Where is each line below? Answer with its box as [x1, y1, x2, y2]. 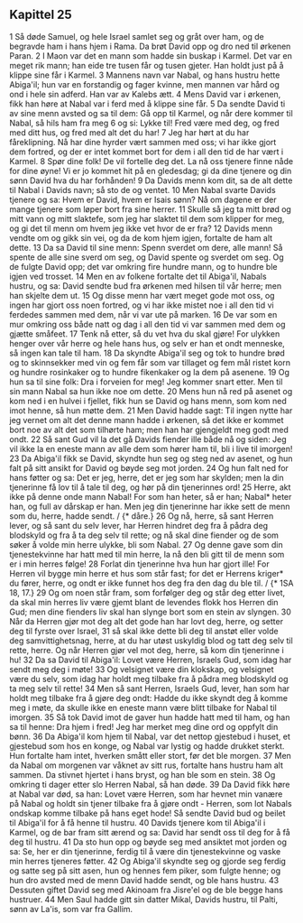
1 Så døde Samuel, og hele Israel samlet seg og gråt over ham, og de [9, 31, 264, 42]
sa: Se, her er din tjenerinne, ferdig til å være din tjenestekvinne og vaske [9, 845, 281, 856]
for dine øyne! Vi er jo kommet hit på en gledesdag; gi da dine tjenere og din [9, 165, 292, 176]
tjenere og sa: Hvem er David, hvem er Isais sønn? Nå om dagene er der [9, 194, 277, 205]
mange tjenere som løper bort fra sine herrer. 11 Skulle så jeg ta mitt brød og [9, 203, 291, 215]
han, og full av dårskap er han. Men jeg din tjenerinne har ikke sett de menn [9, 501, 290, 512]
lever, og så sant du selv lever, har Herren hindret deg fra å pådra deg [9, 520, 269, 531]
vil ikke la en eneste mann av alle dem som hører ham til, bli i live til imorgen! [9, 443, 293, 454]
